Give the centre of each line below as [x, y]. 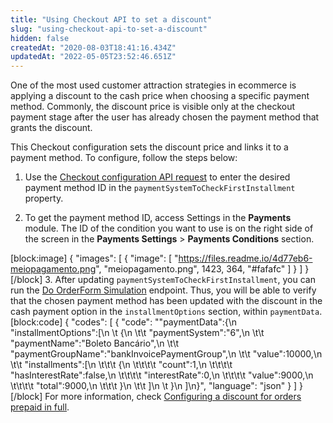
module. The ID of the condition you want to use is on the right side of [169, 228]
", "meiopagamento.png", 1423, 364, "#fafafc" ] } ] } [202, 269]
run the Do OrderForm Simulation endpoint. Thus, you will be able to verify [163, 290]
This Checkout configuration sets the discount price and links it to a [149, 147]
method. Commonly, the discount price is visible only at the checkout [153, 107]
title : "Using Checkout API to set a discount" [111, 19]
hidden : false [40, 38]
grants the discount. [51, 128]
